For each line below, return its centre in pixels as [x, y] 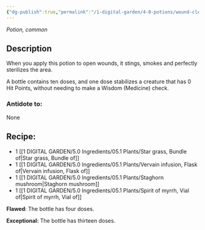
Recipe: [21, 137]
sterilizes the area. [30, 70]
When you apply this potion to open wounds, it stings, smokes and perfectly [102, 63]
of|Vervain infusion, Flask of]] [52, 171]
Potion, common [27, 29]
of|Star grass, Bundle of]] [47, 158]
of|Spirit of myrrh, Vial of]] [48, 197]
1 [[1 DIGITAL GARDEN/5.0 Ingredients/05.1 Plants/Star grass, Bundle [101, 151]
